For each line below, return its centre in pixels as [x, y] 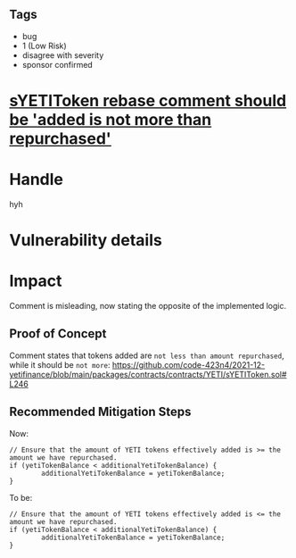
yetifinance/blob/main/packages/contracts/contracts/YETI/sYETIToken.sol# [148, 374]
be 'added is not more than [111, 120]
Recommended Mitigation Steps [100, 412]
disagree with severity [63, 55]
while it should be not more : [60, 364]
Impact [36, 281]
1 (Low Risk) [44, 46]
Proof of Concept [58, 334]
